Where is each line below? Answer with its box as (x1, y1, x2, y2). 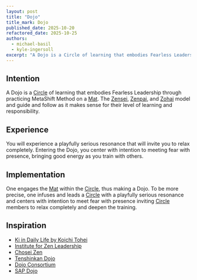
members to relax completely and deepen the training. (6, 204, 137, 211)
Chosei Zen (14, 248, 43, 255)
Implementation (6, 170, 66, 179)
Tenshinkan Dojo (14, 255, 56, 262)
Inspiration (6, 220, 47, 231)
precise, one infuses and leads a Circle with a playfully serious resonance (6, 191, 184, 199)
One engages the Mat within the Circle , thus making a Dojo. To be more (6, 185, 179, 192)
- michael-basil (11, 42, 51, 47)
